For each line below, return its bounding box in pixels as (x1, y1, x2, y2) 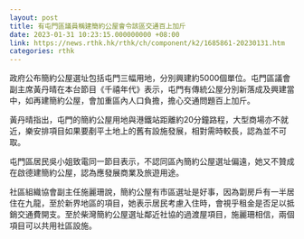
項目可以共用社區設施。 (9, 220, 97, 231)
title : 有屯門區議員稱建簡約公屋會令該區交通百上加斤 (9, 22, 186, 31)
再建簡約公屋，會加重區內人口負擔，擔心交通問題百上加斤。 (33, 96, 255, 106)
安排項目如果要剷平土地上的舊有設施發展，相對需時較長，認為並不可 (33, 125, 287, 136)
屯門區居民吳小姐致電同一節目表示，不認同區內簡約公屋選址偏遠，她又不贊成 (9, 156, 295, 167)
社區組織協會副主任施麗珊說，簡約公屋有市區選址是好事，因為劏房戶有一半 (9, 187, 287, 198)
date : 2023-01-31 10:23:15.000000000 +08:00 (9, 30, 180, 39)
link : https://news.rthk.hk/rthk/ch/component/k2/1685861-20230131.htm (9, 38, 285, 48)
